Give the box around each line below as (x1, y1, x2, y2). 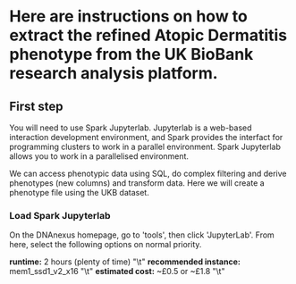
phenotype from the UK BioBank (9, 45, 254, 64)
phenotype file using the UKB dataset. (9, 188, 149, 197)
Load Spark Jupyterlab (9, 209, 111, 221)
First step (9, 98, 63, 113)
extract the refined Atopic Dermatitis (9, 25, 288, 46)
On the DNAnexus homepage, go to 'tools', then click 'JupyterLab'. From (9, 230, 275, 240)
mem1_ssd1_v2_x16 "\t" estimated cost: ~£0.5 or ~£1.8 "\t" (9, 266, 225, 277)
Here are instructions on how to (9, 6, 248, 27)
